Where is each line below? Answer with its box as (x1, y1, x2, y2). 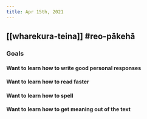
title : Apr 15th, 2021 (6, 8, 64, 15)
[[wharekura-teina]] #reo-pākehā (6, 31, 135, 42)
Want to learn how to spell (6, 92, 73, 99)
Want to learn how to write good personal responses (6, 64, 142, 71)
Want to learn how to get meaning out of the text (6, 106, 131, 113)
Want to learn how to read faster (6, 78, 89, 85)
